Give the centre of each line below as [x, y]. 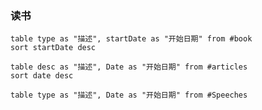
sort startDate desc [53, 48]
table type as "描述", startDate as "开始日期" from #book [131, 39]
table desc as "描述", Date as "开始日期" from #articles [129, 67]
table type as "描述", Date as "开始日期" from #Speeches [129, 95]
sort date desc [42, 76]
